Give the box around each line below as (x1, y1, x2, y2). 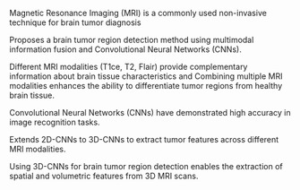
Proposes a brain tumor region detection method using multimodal (9, 35, 254, 45)
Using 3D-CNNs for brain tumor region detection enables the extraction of (9, 161, 284, 171)
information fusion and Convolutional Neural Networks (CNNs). (9, 44, 242, 55)
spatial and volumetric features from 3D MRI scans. (9, 170, 199, 181)
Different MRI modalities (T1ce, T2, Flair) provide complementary (9, 62, 248, 72)
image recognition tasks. (9, 117, 100, 127)
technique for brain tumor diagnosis (9, 17, 141, 28)
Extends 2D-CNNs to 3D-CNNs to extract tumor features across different (9, 134, 279, 144)
